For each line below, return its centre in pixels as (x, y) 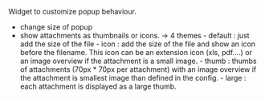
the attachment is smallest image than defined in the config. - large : (133, 78)
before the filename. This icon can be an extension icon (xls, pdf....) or (136, 52)
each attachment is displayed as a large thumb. (98, 86)
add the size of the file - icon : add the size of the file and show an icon (137, 44)
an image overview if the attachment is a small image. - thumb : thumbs (138, 61)
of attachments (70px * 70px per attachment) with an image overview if (138, 69)
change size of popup (56, 27)
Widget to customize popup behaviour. (72, 12)
